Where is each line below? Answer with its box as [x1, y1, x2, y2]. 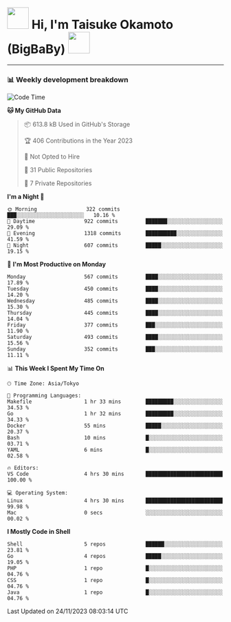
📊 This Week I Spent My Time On [7, 364, 104, 373]
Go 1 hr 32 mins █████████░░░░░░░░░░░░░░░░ [7, 411, 223, 417]
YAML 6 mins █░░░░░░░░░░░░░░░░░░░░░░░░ [7, 446, 223, 454]
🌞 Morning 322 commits [7, 206, 120, 213]
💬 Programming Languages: [7, 393, 81, 400]
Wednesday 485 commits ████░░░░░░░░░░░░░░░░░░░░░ [7, 298, 223, 304]
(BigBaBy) [7, 41, 66, 57]
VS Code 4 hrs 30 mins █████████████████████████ [7, 470, 223, 478]
